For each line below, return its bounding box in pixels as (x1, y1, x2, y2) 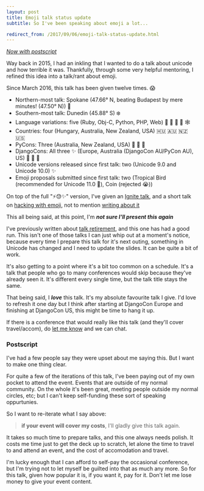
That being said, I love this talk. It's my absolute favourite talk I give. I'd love (6, 294, 197, 301)
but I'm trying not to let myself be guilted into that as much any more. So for (6, 465, 197, 472)
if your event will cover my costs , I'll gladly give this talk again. (21, 422, 181, 429)
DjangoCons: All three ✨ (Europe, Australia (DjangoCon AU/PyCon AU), (15, 147, 194, 155)
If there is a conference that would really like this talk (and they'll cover (6, 319, 184, 326)
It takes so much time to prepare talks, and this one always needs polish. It (6, 433, 194, 441)
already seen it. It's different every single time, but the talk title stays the (6, 276, 188, 283)
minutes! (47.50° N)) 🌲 (15, 103, 71, 110)
